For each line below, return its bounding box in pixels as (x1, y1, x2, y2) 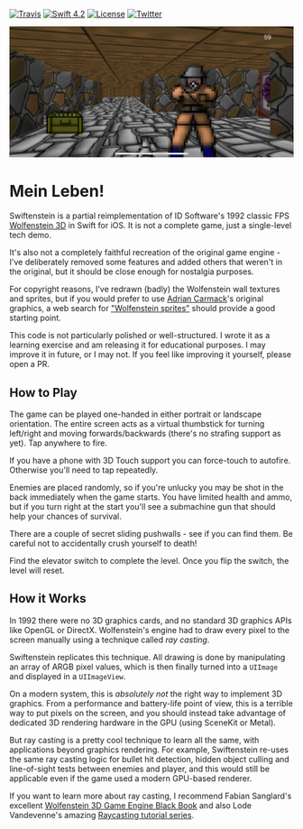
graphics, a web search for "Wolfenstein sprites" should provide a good (9, 303, 276, 314)
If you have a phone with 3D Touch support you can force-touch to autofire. (9, 456, 291, 466)
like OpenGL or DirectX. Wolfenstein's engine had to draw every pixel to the (9, 624, 290, 635)
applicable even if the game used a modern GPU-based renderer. (9, 772, 252, 784)
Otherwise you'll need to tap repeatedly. (9, 465, 159, 475)
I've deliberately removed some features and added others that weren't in (9, 257, 283, 268)
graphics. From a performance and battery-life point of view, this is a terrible (9, 697, 293, 708)
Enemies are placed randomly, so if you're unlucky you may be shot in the (9, 483, 284, 493)
